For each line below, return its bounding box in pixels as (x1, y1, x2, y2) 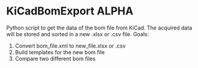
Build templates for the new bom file (14, 48, 105, 55)
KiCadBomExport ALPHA (6, 4, 134, 18)
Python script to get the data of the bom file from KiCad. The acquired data (6, 24, 193, 31)
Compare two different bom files (14, 55, 96, 62)
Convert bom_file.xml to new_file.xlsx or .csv (14, 42, 126, 49)
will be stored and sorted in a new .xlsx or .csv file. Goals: (6, 30, 149, 37)
